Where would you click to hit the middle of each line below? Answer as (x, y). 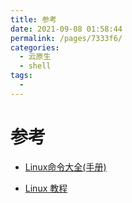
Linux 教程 (46, 188)
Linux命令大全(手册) (65, 167)
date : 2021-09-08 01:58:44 (66, 29)
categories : (35, 47)
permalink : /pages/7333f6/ (66, 38)
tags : (21, 76)
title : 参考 (33, 19)
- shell (35, 66)
